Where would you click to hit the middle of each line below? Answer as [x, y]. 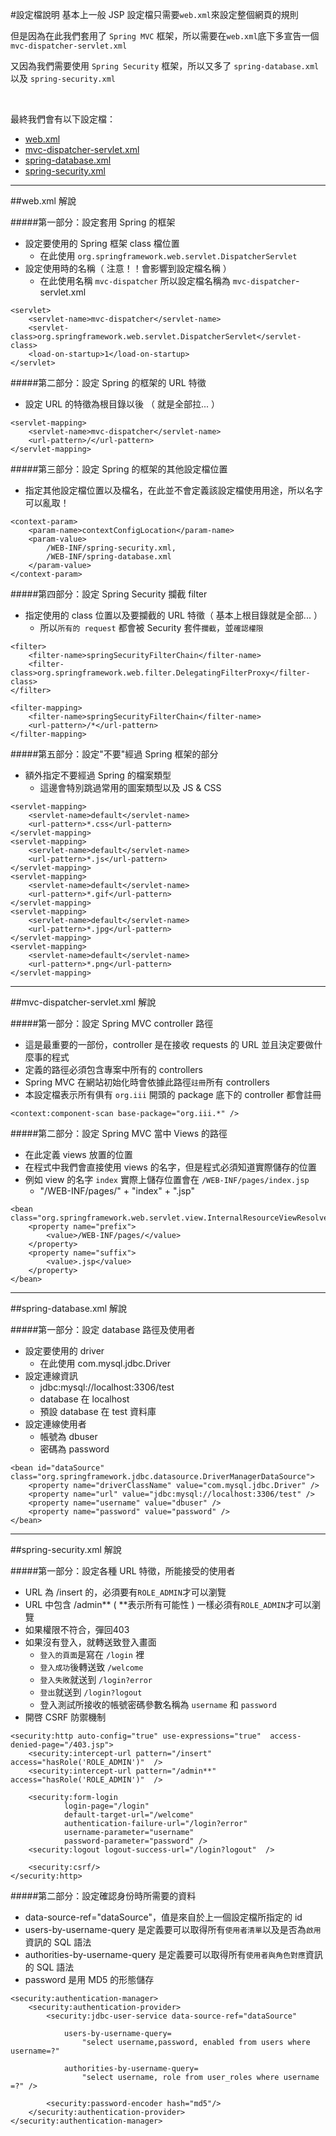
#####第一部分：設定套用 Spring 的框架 [93, 222]
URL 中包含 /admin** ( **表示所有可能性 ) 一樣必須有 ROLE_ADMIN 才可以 [168, 1604]
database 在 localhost [84, 1399]
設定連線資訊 [51, 1376]
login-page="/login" [106, 1806]
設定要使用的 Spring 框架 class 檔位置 [102, 243]
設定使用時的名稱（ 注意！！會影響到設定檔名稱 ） [128, 268]
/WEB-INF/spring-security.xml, [111, 548]
